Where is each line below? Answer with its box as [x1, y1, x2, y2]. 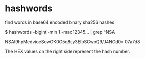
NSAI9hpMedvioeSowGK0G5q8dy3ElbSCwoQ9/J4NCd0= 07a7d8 [5, 38, 140, 45]
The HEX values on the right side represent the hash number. [5, 48, 130, 54]
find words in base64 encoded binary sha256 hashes [5, 19, 115, 25]
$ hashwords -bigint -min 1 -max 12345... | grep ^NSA [5, 29, 115, 35]
